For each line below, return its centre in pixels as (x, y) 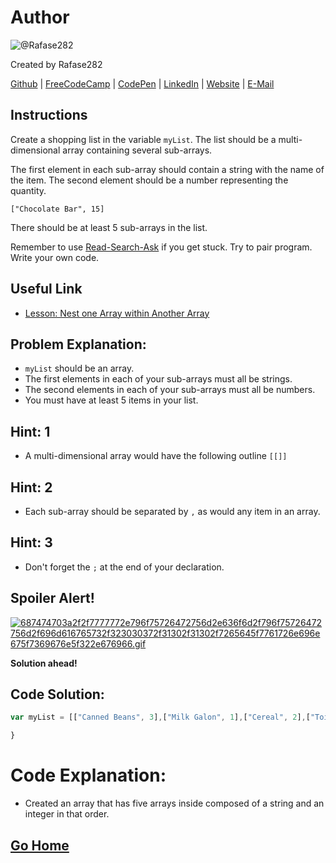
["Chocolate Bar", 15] (57, 209)
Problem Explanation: (78, 344)
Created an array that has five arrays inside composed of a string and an (174, 803)
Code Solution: (57, 694)
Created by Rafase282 (56, 64)
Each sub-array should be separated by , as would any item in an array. (172, 511)
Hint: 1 (30, 431)
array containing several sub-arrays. (137, 150)
